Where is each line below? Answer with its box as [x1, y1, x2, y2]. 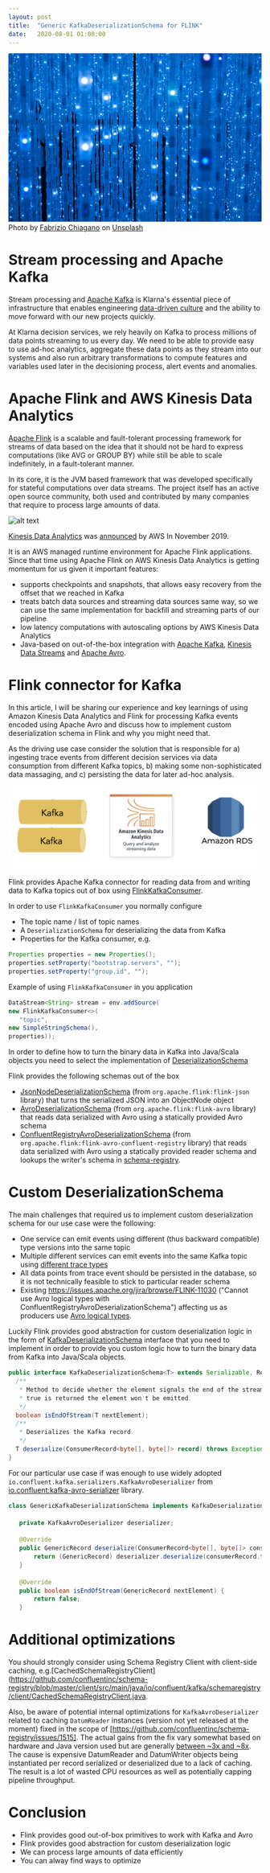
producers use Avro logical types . [19, 1311, 133, 1321]
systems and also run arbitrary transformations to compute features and [8, 353, 247, 362]
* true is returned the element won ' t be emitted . [18, 1394, 193, 1403]
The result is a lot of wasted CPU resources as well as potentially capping [8, 1767, 252, 1776]
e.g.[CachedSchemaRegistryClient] [39, 1666, 156, 1676]
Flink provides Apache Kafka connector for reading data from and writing [8, 877, 251, 887]
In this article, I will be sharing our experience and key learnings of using [8, 702, 248, 712]
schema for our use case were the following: [8, 1218, 156, 1228]
